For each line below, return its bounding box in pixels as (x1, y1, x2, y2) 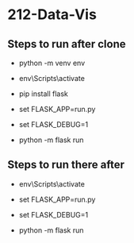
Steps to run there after (7, 158, 124, 172)
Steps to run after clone (7, 37, 126, 51)
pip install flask (18, 89, 69, 98)
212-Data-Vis (7, 6, 97, 24)
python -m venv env (18, 58, 85, 67)
